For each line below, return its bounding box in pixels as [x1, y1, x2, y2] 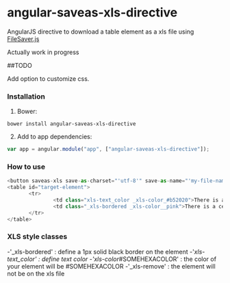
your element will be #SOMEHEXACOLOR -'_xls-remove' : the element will [7, 262, 216, 270]
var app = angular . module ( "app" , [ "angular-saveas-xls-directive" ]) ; [7, 146, 210, 153]
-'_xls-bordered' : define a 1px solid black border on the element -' [7, 247, 195, 256]
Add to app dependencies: [16, 132, 92, 141]
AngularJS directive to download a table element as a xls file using [7, 27, 194, 36]
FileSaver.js [7, 34, 40, 42]
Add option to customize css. [7, 74, 90, 83]
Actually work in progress [7, 48, 79, 56]
